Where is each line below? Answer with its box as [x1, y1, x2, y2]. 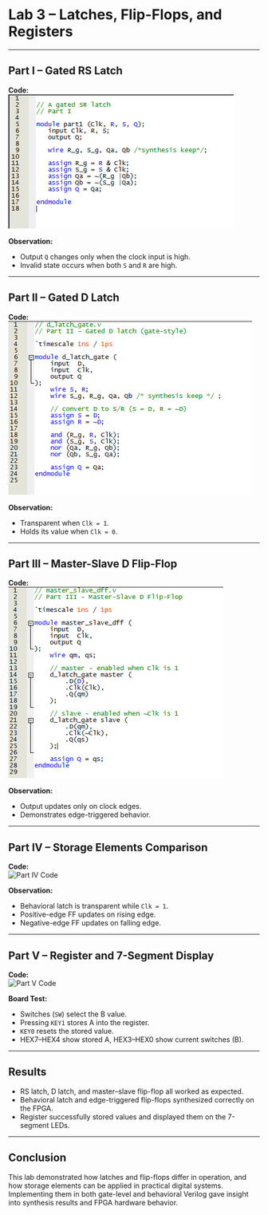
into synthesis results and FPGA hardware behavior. [8, 1197, 178, 1207]
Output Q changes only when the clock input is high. [19, 251, 191, 261]
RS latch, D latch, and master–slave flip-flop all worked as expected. [19, 1087, 244, 1096]
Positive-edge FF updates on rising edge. [19, 909, 156, 919]
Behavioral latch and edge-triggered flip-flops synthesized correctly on [19, 1095, 255, 1104]
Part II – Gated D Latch [8, 291, 120, 305]
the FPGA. [19, 1103, 53, 1113]
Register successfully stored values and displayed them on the [19, 1111, 227, 1122]
